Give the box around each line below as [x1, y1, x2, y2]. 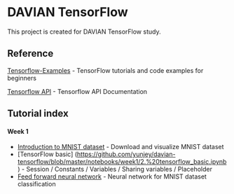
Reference [7, 48, 54, 60]
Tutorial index [7, 108, 69, 120]
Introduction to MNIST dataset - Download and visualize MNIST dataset [17, 143, 224, 151]
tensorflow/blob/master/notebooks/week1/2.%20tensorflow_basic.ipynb [17, 158, 227, 166]
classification [17, 180, 56, 188]
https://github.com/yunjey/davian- [76, 150, 176, 158]
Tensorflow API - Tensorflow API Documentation [7, 87, 148, 95]
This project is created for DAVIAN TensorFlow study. [7, 27, 161, 36]
